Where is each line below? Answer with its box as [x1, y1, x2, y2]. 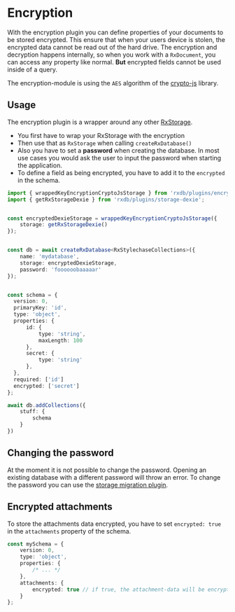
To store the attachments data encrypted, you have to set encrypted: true [7, 520, 222, 528]
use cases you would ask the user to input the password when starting [17, 153, 222, 162]
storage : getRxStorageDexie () [20, 221, 108, 228]
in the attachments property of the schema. [7, 527, 131, 535]
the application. [17, 161, 63, 169]
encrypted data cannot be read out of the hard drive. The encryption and [7, 43, 218, 51]
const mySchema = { [7, 541, 64, 548]
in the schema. [17, 176, 61, 184]
